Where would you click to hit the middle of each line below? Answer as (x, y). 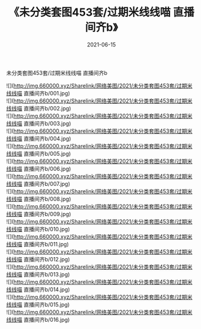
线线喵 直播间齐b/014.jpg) (38, 289)
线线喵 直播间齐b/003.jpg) (39, 123)
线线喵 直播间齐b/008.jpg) (39, 199)
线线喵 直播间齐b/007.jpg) (38, 184)
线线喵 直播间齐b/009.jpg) (39, 214)
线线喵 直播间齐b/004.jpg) (39, 138)
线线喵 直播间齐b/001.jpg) (38, 93)
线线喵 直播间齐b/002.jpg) (39, 108)
